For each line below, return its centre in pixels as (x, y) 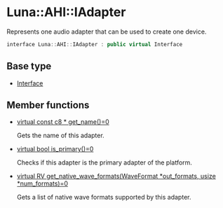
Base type (29, 66)
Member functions (48, 105)
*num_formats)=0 (42, 183)
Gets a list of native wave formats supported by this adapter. (104, 197)
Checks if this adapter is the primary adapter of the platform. (104, 162)
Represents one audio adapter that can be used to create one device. (107, 32)
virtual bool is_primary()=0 (55, 149)
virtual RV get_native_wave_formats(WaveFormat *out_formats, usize (116, 176)
